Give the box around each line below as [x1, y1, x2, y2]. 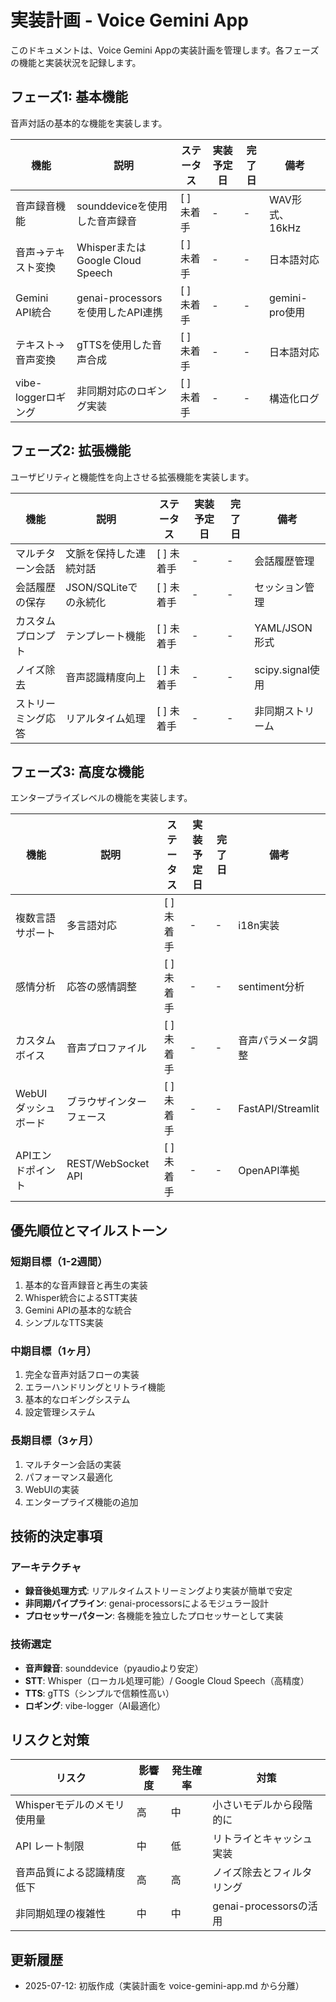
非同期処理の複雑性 [15, 1907, 107, 1921]
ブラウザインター [66, 1095, 148, 1109]
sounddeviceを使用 [76, 199, 168, 213]
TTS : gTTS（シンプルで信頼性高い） [24, 1687, 175, 1699]
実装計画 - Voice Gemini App [10, 9, 249, 32]
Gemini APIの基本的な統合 [24, 1304, 133, 1316]
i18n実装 [238, 919, 280, 933]
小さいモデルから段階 [212, 1798, 313, 1812]
